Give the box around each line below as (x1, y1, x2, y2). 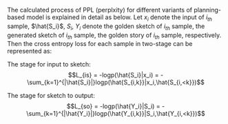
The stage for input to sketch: (7, 60, 91, 69)
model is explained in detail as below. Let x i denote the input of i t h (26, 13, 212, 23)
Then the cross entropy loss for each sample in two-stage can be (7, 40, 193, 48)
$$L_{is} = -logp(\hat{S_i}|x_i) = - (68, 71, 164, 79)
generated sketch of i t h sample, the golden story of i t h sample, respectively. (7, 31, 222, 40)
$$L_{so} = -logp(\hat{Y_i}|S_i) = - (66, 102, 165, 110)
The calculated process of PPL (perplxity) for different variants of (7, 6, 193, 14)
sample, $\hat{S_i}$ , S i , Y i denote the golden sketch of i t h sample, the (7, 22, 205, 32)
